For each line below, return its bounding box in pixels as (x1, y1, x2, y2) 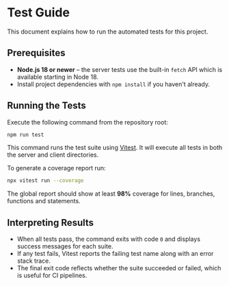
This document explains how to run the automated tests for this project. (7, 27, 208, 36)
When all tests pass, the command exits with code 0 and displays (16, 235, 200, 244)
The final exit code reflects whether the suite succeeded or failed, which (16, 264, 221, 272)
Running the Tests (7, 100, 87, 112)
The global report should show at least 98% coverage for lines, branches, (7, 190, 215, 198)
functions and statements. (7, 197, 81, 205)
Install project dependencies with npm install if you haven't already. (16, 80, 211, 88)
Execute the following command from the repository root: (7, 118, 169, 126)
